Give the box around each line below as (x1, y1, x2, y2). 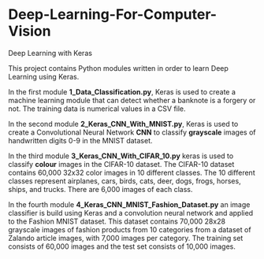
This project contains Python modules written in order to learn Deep (8, 63, 229, 72)
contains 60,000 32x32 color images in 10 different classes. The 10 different (8, 168, 255, 177)
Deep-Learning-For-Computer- (8, 6, 218, 24)
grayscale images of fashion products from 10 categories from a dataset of (8, 224, 251, 234)
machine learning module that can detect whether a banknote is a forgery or (8, 95, 256, 105)
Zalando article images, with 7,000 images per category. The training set (8, 233, 244, 242)
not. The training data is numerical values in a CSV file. (8, 104, 187, 113)
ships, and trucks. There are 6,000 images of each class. (8, 184, 193, 194)
